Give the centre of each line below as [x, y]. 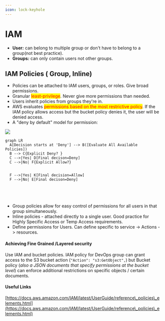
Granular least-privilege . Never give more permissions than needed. [81, 96]
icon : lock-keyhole [25, 10]
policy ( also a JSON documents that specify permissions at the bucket [77, 265]
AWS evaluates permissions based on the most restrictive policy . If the [84, 107]
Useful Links [18, 287]
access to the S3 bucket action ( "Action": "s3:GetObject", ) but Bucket [78, 260]
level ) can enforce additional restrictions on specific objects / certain [75, 270]
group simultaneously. [35, 211]
